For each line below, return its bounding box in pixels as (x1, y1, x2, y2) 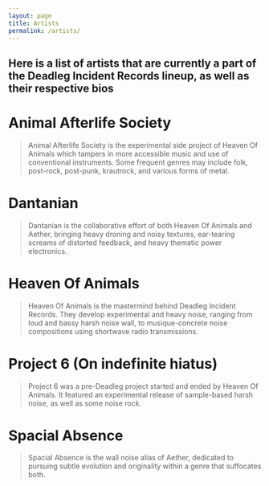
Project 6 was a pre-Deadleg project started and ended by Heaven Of (27, 381, 259, 390)
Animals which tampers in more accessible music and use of (27, 149, 229, 158)
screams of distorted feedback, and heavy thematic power (27, 238, 222, 247)
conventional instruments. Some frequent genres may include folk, (27, 157, 249, 167)
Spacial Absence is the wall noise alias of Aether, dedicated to (27, 453, 234, 463)
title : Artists (8, 19, 59, 27)
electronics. (27, 246, 67, 255)
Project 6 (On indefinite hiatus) (8, 354, 218, 373)
